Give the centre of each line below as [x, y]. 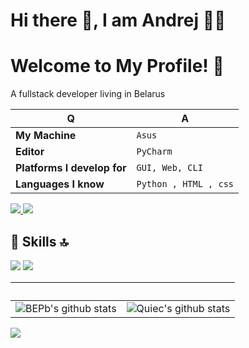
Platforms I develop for [71, 168]
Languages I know [60, 184]
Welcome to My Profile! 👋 [117, 66]
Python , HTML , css [185, 184]
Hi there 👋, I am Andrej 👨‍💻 [118, 20]
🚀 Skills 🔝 [39, 241]
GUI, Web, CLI [169, 168]
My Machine [46, 136]
